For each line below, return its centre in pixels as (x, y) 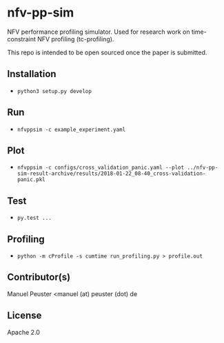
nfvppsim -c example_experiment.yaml (71, 129)
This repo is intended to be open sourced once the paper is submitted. (107, 52)
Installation (32, 74)
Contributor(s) (39, 277)
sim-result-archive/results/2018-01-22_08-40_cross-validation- (111, 174)
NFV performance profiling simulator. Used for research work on (99, 32)
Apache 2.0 (23, 332)
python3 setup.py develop (54, 91)
